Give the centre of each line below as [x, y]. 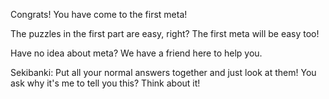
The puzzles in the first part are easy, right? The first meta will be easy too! [165, 33]
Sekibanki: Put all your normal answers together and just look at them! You [163, 72]
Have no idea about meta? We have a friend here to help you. [136, 53]
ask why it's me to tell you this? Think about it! [105, 83]
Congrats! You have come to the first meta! [99, 14]
